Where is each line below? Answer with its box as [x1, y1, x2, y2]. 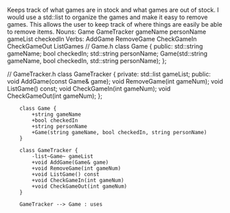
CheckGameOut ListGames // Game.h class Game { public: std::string [7, 42, 203, 50]
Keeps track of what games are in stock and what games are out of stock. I [7, 6, 219, 14]
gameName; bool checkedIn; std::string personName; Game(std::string [7, 49, 208, 58]
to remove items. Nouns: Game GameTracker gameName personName [7, 27, 207, 36]
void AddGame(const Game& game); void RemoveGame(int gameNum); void [7, 77, 223, 85]
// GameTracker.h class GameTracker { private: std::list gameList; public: [7, 70, 211, 78]
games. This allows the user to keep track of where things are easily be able [7, 21, 222, 28]
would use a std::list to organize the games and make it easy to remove [7, 13, 208, 21]
